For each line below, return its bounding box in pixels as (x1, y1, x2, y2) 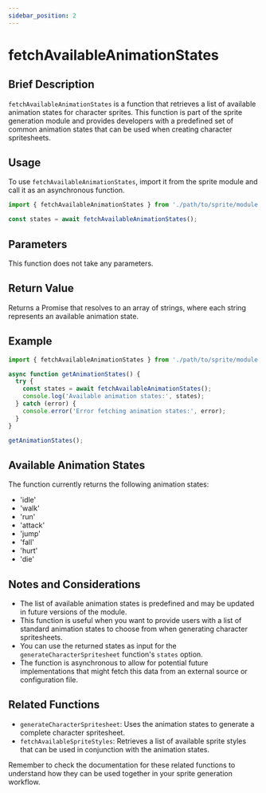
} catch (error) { (15, 400, 77, 408)
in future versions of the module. (19, 607, 127, 617)
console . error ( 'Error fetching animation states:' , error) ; (22, 407, 226, 415)
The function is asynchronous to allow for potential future (19, 658, 209, 667)
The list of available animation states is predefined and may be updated (19, 599, 255, 608)
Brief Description (8, 77, 95, 92)
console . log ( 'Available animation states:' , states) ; (22, 393, 205, 400)
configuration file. (19, 675, 78, 685)
